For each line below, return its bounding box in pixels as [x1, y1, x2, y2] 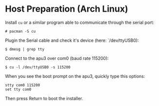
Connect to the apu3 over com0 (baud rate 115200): [5, 55, 109, 61]
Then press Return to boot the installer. [5, 95, 84, 101]
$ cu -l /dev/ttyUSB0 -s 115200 [5, 65, 71, 70]
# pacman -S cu [5, 29, 36, 34]
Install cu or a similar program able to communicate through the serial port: [5, 19, 155, 25]
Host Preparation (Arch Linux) [5, 3, 128, 15]
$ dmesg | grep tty [5, 47, 45, 52]
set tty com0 [5, 87, 32, 92]
